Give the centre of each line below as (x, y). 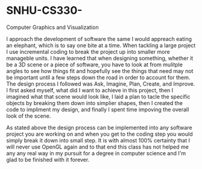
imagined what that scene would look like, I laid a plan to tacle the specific (99, 97)
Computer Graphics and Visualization (52, 27)
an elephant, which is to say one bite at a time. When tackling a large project (101, 45)
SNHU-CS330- (44, 11)
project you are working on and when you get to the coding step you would (99, 134)
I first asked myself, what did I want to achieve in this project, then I (90, 90)
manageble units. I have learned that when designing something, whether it (100, 58)
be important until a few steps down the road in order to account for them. (98, 77)
